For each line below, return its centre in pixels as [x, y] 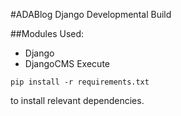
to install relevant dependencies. [77, 100]
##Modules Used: [47, 33]
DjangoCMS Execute [67, 63]
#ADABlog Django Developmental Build [91, 14]
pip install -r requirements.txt [80, 82]
